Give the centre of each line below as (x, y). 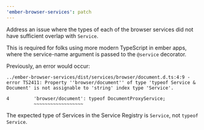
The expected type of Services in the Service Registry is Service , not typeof (102, 115)
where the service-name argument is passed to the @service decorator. (96, 54)
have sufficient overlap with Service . (52, 36)
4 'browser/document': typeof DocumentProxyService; (86, 98)
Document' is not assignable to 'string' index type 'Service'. (90, 88)
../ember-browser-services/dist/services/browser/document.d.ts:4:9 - (98, 77)
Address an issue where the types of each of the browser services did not (100, 29)
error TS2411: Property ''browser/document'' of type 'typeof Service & (101, 82)
